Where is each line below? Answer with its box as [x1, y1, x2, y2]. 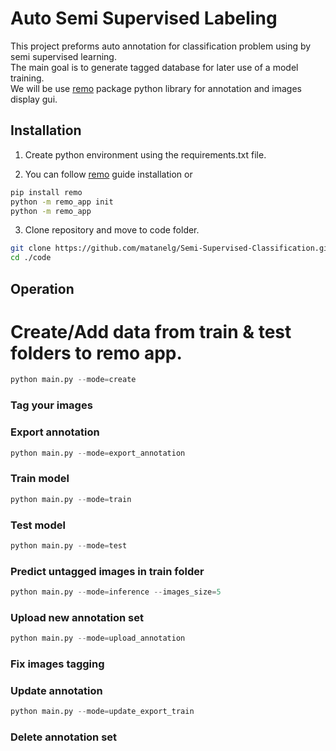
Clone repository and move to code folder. [24, 224, 200, 236]
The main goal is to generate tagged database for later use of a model [10, 61, 299, 73]
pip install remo [10, 187, 83, 197]
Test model [10, 518, 66, 532]
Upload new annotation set [10, 610, 144, 624]
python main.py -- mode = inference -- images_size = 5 [10, 587, 222, 597]
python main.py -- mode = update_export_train [10, 707, 195, 717]
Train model [10, 472, 70, 486]
